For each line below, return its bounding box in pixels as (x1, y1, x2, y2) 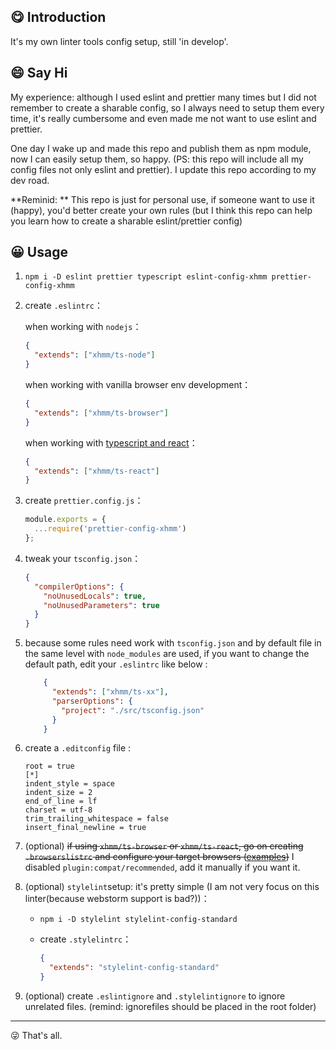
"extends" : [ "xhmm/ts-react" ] (34, 466, 160, 476)
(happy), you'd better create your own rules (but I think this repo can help (10, 204, 313, 216)
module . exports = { (24, 515, 107, 525)
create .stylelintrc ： (39, 933, 132, 945)
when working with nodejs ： (24, 321, 142, 333)
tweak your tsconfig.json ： (24, 552, 142, 564)
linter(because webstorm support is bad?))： (24, 893, 210, 905)
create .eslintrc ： (24, 300, 103, 312)
